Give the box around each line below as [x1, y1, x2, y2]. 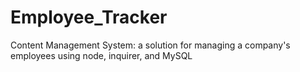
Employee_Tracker [10, 6, 168, 29]
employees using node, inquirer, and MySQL [10, 49, 193, 61]
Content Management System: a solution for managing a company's [10, 39, 291, 51]
